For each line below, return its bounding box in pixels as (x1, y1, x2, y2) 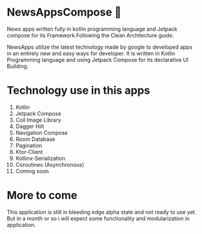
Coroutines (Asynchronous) (15, 161, 85, 168)
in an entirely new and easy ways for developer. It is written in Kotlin (7, 49, 176, 57)
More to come (7, 189, 78, 202)
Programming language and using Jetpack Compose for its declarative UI (7, 56, 189, 63)
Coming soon (15, 167, 49, 174)
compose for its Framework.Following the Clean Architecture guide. (7, 31, 174, 38)
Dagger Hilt (15, 123, 44, 130)
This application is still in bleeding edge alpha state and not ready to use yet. (7, 208, 197, 215)
